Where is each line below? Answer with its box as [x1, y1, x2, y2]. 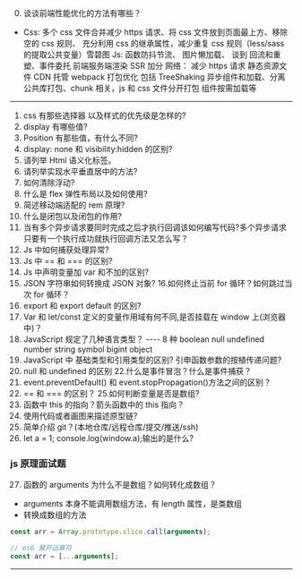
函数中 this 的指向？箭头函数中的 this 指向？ [22, 399, 185, 410]
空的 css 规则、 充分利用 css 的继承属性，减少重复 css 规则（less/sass [22, 38, 285, 48]
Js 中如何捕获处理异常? [22, 244, 110, 255]
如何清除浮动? [22, 177, 75, 188]
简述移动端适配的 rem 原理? [22, 200, 125, 210]
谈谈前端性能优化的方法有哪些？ [22, 8, 142, 18]
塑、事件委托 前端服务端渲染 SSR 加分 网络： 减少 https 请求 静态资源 [22, 61, 280, 71]
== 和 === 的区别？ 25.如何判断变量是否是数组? [22, 388, 200, 398]
